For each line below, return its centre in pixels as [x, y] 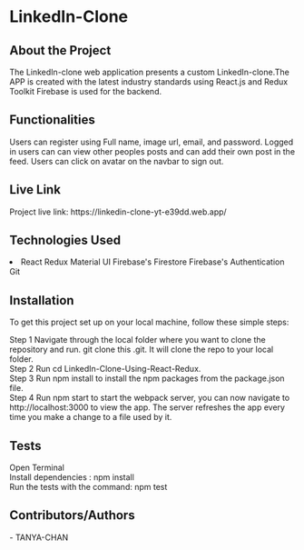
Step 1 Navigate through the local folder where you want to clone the [137, 340]
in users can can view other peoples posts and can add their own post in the [152, 151]
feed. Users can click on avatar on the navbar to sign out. [117, 161]
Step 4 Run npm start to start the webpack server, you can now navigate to [150, 398]
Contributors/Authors [72, 515]
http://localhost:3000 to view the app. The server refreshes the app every [147, 407]
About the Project [60, 50]
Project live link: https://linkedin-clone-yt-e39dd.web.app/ [118, 212]
